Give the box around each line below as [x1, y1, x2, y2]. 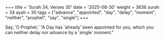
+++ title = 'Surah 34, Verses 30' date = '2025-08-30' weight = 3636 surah [5, 4, 160, 10]
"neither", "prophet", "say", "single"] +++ [5, 15, 89, 20]
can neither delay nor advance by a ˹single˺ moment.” [5, 30, 114, 35]
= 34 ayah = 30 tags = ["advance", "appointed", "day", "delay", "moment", [5, 9, 156, 15]
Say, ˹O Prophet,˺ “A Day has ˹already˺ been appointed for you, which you [5, 24, 154, 30]
